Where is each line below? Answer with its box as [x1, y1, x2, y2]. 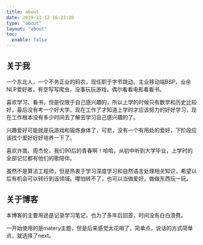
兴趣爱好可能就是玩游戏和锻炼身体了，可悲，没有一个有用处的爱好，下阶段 [6, 126, 192, 134]
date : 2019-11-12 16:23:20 [6, 15, 74, 21]
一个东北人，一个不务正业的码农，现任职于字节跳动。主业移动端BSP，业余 [6, 78, 192, 85]
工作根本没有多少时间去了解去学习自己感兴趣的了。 [11, 113, 139, 121]
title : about [6, 8, 39, 15]
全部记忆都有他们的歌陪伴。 [6, 154, 76, 162]
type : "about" [6, 20, 42, 26]
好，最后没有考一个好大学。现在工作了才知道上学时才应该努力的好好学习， [6, 106, 192, 113]
